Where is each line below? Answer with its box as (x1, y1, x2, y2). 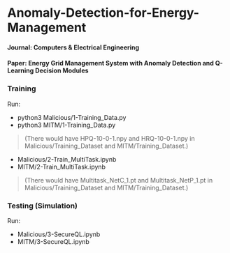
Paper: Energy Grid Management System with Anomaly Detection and (7, 59, 215, 68)
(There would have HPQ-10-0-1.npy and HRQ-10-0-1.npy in (24, 134, 195, 142)
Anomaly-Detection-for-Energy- (7, 5, 200, 21)
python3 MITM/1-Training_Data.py (17, 121, 116, 129)
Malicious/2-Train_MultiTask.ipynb (17, 155, 117, 163)
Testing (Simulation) (7, 201, 78, 210)
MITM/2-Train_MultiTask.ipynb (17, 162, 106, 171)
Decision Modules (34, 66, 89, 75)
